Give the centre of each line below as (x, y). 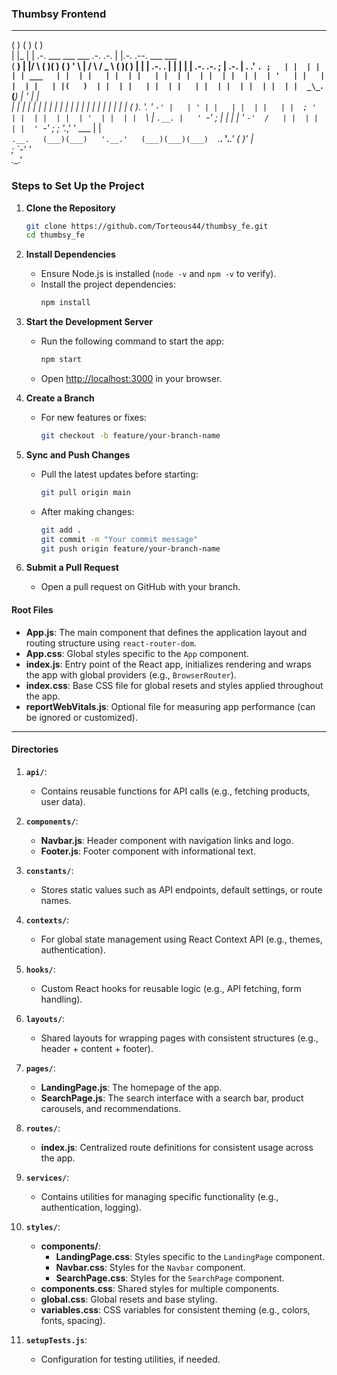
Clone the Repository (70, 208)
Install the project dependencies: (108, 284)
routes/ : (43, 1128)
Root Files (32, 610)
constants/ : (49, 870)
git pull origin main (85, 492)
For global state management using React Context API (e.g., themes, (181, 939)
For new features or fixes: (93, 418)
